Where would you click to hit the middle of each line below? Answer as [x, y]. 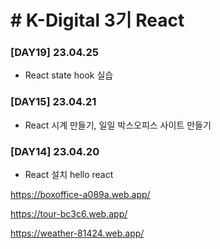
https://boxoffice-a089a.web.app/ [80, 195]
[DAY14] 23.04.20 [55, 151]
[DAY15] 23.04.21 [53, 102]
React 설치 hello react [69, 175]
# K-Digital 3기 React [97, 20]
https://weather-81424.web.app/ [77, 233]
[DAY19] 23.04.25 [54, 53]
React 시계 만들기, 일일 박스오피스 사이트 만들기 [118, 125]
